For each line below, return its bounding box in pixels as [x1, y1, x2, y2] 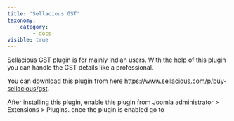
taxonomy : [7, 17, 37, 24]
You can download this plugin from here [7, 77, 123, 85]
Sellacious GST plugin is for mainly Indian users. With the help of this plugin [7, 56, 226, 64]
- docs [32, 30, 52, 37]
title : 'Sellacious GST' [7, 10, 80, 18]
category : [20, 23, 49, 30]
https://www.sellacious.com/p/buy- [124, 77, 227, 85]
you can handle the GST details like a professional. [7, 63, 154, 72]
